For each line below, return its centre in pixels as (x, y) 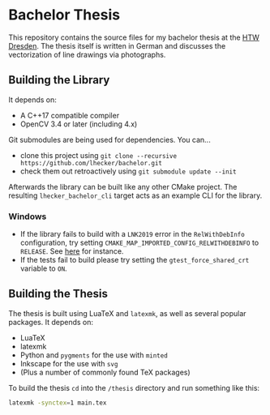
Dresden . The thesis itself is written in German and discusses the (117, 45)
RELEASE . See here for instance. (72, 251)
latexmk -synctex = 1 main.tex (58, 403)
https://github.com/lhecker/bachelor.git (91, 163)
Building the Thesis (58, 294)
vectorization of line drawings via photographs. (87, 54)
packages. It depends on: (51, 322)
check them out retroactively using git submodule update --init (128, 171)
